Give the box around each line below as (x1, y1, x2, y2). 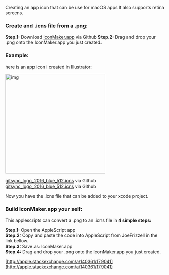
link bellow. (5, 237, 29, 243)
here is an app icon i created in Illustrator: (5, 64, 92, 70)
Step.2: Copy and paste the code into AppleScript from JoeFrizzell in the (5, 232, 158, 238)
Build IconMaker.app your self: (5, 205, 83, 212)
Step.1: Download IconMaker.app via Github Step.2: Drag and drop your (5, 34, 156, 40)
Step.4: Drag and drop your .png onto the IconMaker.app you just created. (5, 249, 161, 255)
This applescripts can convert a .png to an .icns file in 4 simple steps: (5, 217, 152, 223)
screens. (5, 10, 24, 16)
